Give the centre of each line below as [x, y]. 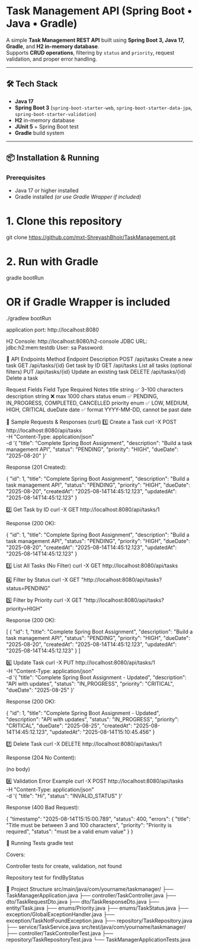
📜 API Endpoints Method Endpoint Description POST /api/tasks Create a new [99, 359]
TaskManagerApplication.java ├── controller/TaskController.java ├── [91, 896]
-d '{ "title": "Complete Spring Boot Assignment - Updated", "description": [96, 677]
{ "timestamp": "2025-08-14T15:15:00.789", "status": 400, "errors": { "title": [98, 819]
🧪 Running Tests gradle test [40, 843]
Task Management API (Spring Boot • [99, 11]
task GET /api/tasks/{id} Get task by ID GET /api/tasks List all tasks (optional [99, 365]
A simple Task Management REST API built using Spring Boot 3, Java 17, [95, 40]
